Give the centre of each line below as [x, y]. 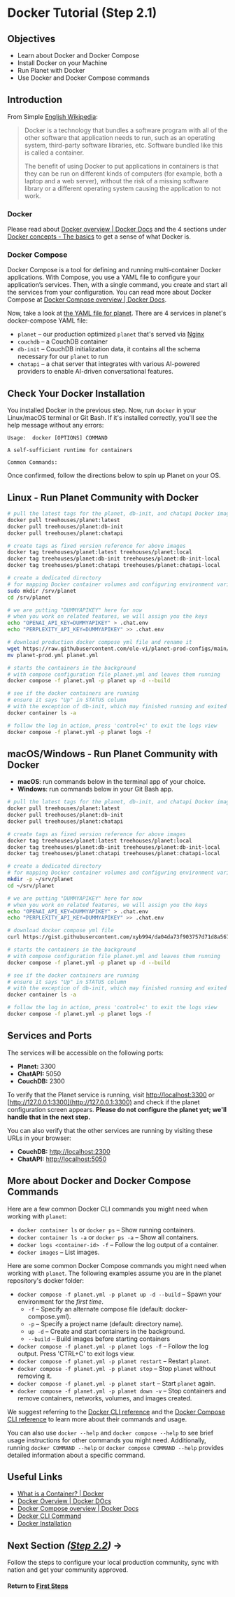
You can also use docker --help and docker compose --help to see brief [111, 1433]
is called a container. [54, 153]
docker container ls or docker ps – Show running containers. [106, 1230]
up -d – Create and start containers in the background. [106, 1331]
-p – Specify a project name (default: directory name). [105, 1323]
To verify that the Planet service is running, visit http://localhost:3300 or [111, 1095]
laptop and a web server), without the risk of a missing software [116, 181]
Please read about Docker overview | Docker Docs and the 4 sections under [117, 230]
